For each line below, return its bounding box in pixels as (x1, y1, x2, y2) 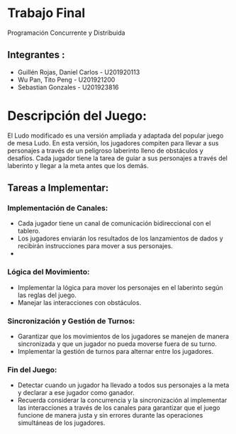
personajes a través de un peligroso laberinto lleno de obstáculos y (7, 146, 203, 155)
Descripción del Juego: (7, 108, 147, 123)
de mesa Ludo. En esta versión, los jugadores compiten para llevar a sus (7, 138, 219, 147)
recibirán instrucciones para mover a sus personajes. (17, 242, 174, 250)
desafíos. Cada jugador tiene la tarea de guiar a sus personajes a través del (7, 154, 228, 162)
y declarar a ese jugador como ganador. (17, 389, 135, 397)
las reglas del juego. (17, 291, 77, 299)
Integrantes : (7, 49, 65, 61)
